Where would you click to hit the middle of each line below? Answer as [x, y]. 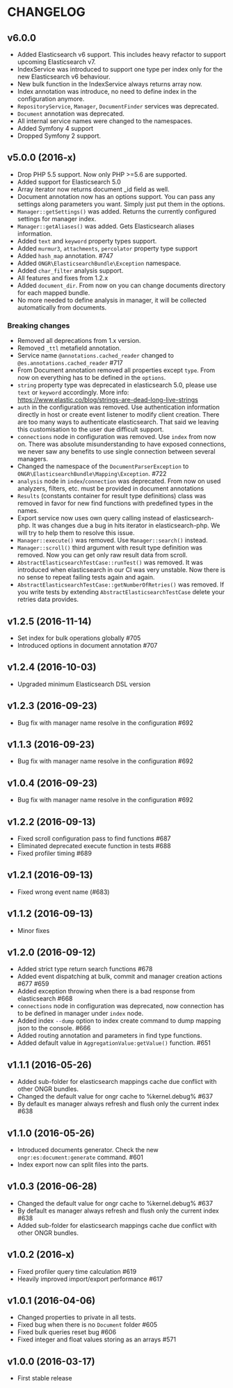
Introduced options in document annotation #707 [87, 645]
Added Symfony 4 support [55, 128]
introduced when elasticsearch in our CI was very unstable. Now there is [121, 570]
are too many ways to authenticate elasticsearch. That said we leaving [118, 422]
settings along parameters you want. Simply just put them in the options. [121, 204]
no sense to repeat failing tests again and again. [86, 577]
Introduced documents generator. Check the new [88, 1150]
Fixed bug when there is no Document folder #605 [87, 1325]
